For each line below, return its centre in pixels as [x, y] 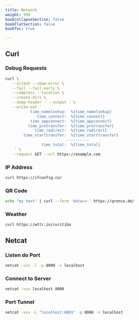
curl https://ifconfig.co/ [34, 177]
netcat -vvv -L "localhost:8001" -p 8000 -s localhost [64, 312]
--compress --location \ [38, 93]
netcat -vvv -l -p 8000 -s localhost [45, 265]
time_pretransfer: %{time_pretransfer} [71, 126]
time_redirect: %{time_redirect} [71, 131]
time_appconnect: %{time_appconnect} [71, 121]
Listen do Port [23, 255]
